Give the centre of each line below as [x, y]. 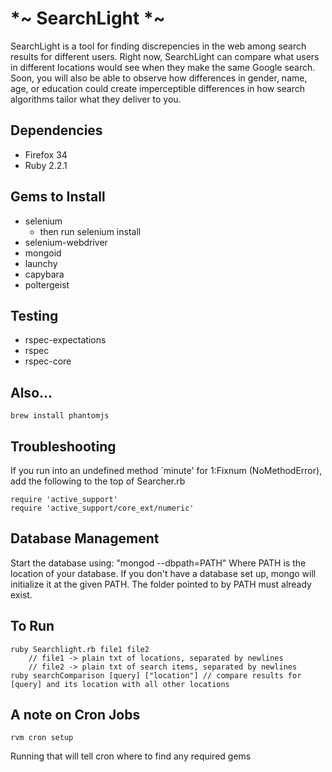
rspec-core [48, 361]
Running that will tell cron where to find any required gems [131, 756]
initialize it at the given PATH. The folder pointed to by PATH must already [161, 584]
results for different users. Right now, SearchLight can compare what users [165, 56]
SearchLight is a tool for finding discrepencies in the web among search [158, 46]
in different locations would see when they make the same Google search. [163, 67]
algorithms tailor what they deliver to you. [96, 99]
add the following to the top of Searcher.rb [98, 481]
